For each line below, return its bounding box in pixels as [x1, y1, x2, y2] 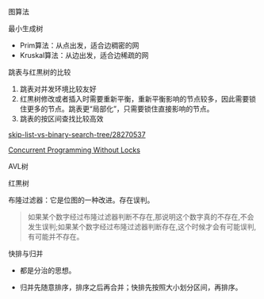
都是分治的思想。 [19, 266, 76, 275]
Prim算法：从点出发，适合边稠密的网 [19, 40, 140, 50]
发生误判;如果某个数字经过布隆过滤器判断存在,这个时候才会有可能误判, [27, 222, 257, 232]
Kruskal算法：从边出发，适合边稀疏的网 [19, 51, 149, 59]
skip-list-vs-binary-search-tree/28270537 [8, 130, 146, 139]
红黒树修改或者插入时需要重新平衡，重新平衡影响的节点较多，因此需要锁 [19, 94, 256, 103]
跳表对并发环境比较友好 [19, 84, 97, 94]
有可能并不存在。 [27, 232, 84, 241]
